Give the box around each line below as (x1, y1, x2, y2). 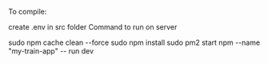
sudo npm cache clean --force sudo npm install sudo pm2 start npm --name (8, 38, 261, 47)
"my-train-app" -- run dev (8, 46, 94, 55)
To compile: (8, 7, 47, 16)
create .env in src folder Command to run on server (8, 22, 178, 31)
